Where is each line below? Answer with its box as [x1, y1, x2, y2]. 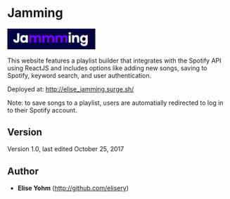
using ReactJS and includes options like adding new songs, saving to [7, 63, 207, 72]
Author [7, 165, 39, 177]
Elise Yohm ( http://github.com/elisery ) [17, 184, 129, 193]
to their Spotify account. [7, 105, 77, 114]
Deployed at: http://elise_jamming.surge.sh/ [7, 84, 134, 93]
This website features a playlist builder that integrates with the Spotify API [7, 56, 222, 65]
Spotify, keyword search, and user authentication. [7, 71, 152, 79]
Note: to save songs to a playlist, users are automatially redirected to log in [7, 98, 224, 107]
